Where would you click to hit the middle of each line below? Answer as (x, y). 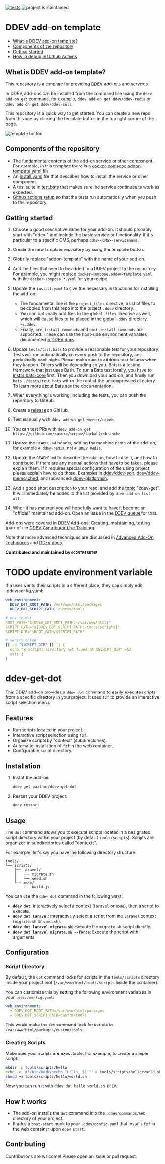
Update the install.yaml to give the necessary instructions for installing (85, 289)
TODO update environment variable (79, 572)
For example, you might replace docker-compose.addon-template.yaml (82, 274)
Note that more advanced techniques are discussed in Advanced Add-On (80, 537)
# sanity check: (22, 640)
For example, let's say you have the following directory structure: (71, 852)
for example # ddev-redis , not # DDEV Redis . (57, 448)
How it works (26, 1101)
